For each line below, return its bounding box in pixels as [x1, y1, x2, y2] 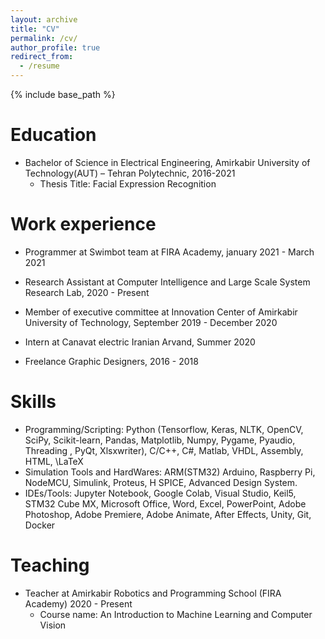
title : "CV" [10, 24, 60, 34]
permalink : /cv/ [10, 33, 78, 43]
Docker [24, 519, 56, 531]
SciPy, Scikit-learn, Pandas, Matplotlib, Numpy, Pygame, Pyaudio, [24, 434, 296, 446]
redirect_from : [10, 52, 74, 62]
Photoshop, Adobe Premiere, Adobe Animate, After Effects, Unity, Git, [24, 508, 312, 520]
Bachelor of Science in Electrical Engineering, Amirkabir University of [24, 156, 311, 168]
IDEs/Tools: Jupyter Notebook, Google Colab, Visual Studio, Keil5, [24, 487, 297, 499]
